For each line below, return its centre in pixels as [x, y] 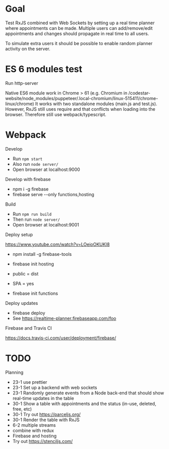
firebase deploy [29, 313]
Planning [14, 372]
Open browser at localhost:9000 [46, 169]
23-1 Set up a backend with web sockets [55, 387]
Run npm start [27, 159]
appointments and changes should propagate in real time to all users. [77, 33]
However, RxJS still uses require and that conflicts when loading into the [80, 109]
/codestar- [139, 93]
